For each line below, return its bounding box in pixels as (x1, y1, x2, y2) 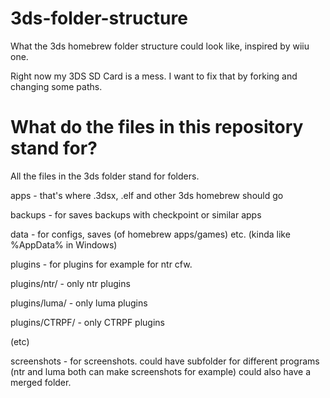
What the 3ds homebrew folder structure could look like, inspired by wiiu (10, 40, 310, 52)
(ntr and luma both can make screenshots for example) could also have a (10, 365, 311, 377)
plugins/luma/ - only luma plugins (10, 297, 148, 309)
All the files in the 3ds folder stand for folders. (10, 170, 200, 182)
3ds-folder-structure (10, 7, 188, 30)
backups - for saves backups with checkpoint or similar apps (10, 208, 262, 221)
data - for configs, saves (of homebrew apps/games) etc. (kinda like (10, 228, 291, 240)
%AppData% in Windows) (10, 238, 118, 251)
